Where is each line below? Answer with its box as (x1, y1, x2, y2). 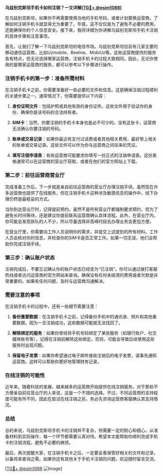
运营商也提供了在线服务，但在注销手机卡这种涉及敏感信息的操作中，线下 (9, 190, 154, 196)
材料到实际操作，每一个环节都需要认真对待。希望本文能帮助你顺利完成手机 (9, 433, 158, 439)
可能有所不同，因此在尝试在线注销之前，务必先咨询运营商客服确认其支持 (9, 396, 154, 402)
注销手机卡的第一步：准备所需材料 (5, 75, 85, 82)
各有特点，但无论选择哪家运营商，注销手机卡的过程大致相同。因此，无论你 (5, 56, 154, 61)
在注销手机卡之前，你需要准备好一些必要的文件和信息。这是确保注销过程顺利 (5, 87, 158, 93)
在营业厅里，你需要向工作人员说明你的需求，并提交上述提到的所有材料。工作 (5, 229, 158, 234)
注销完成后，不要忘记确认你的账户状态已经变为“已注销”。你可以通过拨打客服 (5, 266, 158, 272)
